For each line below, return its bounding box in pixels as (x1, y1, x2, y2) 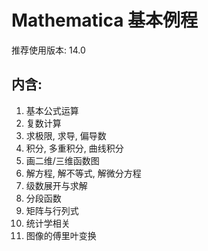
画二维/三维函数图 (25, 154, 100, 166)
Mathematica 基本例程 (11, 9, 199, 32)
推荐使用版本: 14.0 (11, 44, 86, 56)
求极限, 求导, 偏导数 (25, 129, 107, 141)
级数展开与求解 (25, 179, 88, 191)
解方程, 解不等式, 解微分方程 (25, 167, 142, 179)
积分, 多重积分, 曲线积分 (25, 142, 124, 154)
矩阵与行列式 (25, 204, 79, 216)
